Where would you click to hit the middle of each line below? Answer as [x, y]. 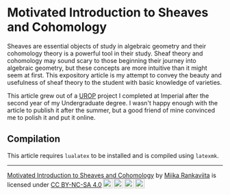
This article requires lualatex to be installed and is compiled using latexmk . [113, 155]
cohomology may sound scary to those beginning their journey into [102, 60]
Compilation [34, 139]
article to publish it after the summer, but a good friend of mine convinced [111, 110]
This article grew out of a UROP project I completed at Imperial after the [108, 95]
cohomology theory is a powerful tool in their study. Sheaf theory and [105, 53]
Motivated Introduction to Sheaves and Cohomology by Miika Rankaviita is [112, 175]
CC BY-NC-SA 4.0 [76, 184]
